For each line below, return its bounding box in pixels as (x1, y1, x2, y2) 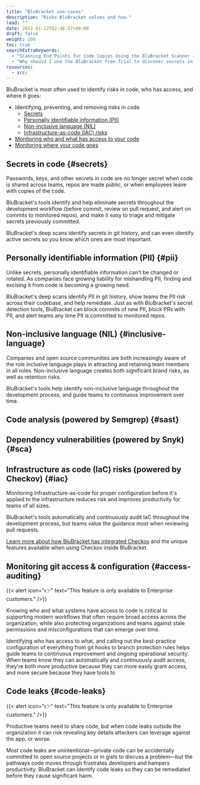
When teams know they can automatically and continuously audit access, (6, 656, 186, 664)
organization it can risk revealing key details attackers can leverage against (6, 728, 190, 736)
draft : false (6, 31, 39, 37)
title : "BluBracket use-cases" (6, 8, 84, 15)
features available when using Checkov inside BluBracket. (6, 544, 148, 551)
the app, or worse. (6, 735, 51, 742)
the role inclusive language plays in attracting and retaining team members (6, 361, 189, 368)
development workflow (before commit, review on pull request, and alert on (6, 205, 192, 212)
